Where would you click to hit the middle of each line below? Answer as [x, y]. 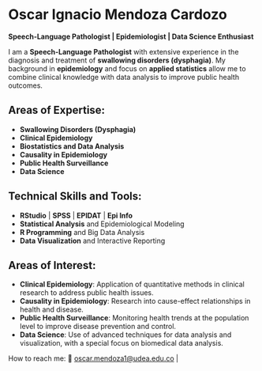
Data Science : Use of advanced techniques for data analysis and [125, 335]
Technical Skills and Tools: [75, 197]
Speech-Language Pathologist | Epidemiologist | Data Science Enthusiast [131, 36]
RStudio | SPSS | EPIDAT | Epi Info [76, 215]
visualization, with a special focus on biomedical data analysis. [121, 343]
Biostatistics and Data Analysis [72, 146]
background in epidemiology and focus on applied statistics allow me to [127, 68]
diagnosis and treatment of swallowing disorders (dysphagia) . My [117, 60]
